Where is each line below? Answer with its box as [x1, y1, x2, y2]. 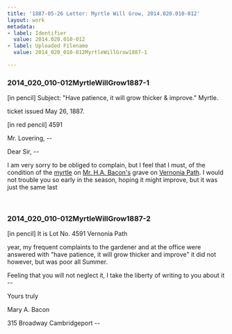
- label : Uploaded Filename [7, 42, 89, 49]
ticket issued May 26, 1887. [7, 107, 85, 115]
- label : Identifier [7, 29, 67, 37]
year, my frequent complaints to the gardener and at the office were [7, 243, 201, 251]
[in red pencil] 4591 [7, 121, 63, 129]
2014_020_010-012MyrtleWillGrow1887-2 [7, 214, 151, 224]
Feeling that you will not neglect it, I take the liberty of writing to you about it [7, 272, 225, 280]
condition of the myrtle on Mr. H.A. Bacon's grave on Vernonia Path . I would [7, 168, 224, 177]
